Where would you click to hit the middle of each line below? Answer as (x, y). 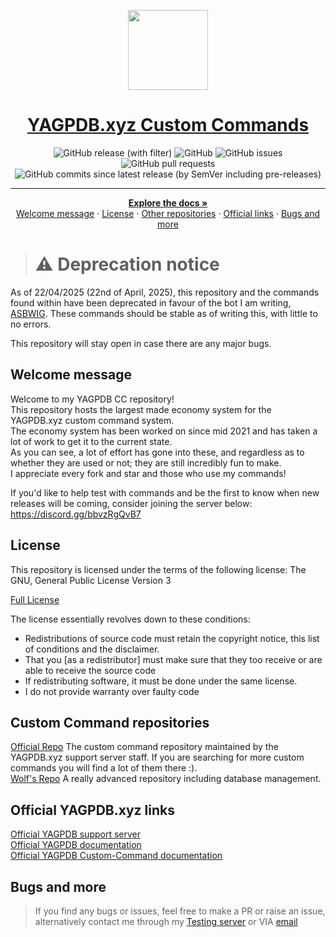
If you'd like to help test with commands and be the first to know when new (165, 492)
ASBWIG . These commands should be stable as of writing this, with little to (164, 313)
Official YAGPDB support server (76, 834)
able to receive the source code (90, 670)
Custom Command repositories (110, 722)
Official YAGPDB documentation (76, 845)
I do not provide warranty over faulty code (112, 691)
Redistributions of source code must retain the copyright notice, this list (172, 638)
